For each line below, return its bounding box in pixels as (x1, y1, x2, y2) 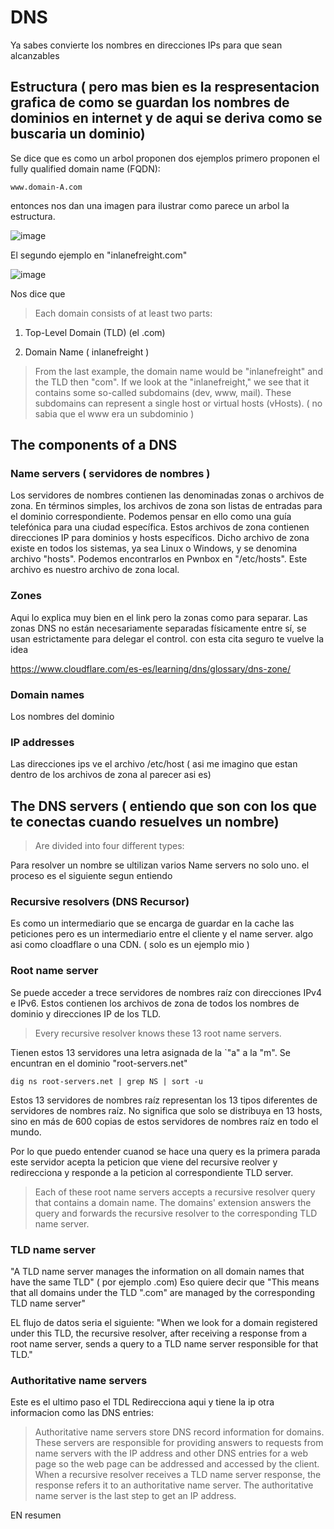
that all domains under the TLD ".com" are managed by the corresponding (10, 1287, 315, 1299)
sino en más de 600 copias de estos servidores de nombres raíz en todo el (10, 1115, 319, 1127)
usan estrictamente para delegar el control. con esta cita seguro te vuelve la (10, 632, 325, 645)
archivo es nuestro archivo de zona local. (10, 564, 180, 576)
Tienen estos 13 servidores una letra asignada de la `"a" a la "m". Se (10, 1046, 291, 1058)
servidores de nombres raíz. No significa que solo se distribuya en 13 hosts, (10, 1104, 323, 1116)
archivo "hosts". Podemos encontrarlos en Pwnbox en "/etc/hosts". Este (10, 553, 308, 565)
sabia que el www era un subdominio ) (34, 407, 195, 420)
